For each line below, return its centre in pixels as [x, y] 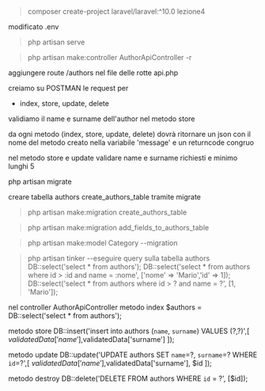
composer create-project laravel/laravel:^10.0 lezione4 [116, 11]
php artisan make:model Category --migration [102, 243]
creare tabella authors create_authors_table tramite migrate [105, 197]
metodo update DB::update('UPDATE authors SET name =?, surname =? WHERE [133, 355]
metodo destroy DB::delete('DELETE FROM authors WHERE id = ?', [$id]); [128, 378]
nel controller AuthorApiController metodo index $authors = [105, 307]
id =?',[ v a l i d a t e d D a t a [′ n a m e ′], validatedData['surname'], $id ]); [110, 363]
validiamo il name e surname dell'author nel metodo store [102, 119]
